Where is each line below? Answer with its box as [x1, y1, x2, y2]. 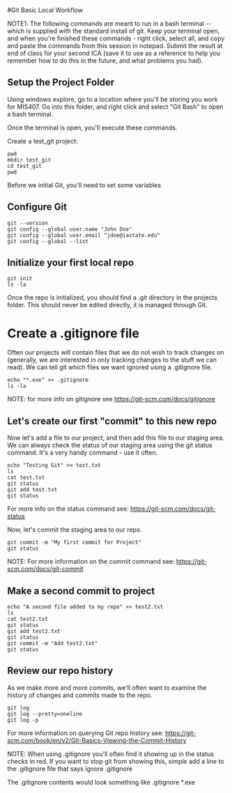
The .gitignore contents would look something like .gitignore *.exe [7, 778, 196, 786]
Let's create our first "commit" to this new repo [7, 415, 217, 427]
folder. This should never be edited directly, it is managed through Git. [7, 301, 208, 309]
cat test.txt [7, 474, 45, 482]
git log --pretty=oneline [7, 710, 82, 717]
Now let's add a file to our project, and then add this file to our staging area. [7, 433, 225, 442]
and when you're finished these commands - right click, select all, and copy [7, 34, 225, 43]
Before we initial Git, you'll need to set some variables [7, 180, 162, 189]
